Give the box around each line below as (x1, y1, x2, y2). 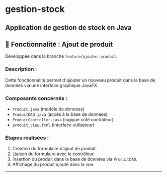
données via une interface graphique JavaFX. (5, 82, 98, 88)
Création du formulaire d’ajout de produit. (12, 146, 97, 152)
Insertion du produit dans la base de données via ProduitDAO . (12, 156, 138, 162)
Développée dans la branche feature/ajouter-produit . (5, 53, 118, 59)
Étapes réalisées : (5, 134, 49, 141)
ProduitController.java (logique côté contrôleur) (12, 116, 114, 122)
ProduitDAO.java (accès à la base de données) (12, 111, 108, 117)
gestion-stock (5, 3, 65, 15)
